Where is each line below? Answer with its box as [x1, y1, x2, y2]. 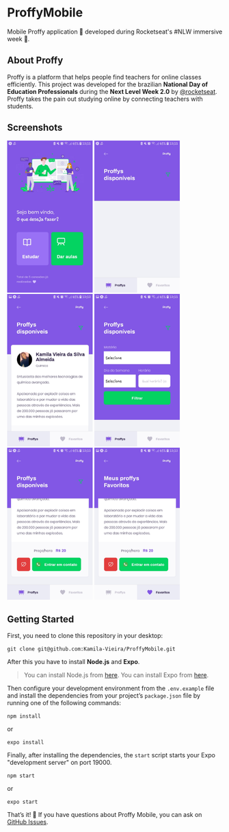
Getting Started [7, 613, 75, 625]
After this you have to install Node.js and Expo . [7, 658, 140, 666]
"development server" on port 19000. [7, 759, 112, 767]
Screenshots [7, 122, 63, 134]
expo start [7, 798, 38, 806]
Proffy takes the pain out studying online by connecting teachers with [7, 95, 203, 103]
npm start [7, 772, 36, 779]
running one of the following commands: [7, 699, 122, 707]
